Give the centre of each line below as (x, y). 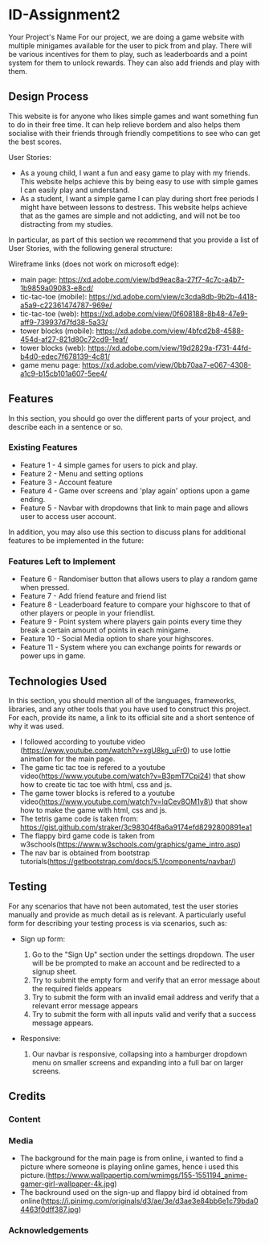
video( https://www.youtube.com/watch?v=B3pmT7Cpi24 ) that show (133, 776)
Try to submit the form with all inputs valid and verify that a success (144, 1014)
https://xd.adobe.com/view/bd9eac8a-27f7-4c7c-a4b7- (152, 279)
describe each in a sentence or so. (65, 426)
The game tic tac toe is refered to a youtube (93, 767)
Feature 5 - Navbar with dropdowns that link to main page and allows (134, 508)
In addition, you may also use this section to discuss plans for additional (127, 532)
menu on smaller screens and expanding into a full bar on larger (137, 1062)
